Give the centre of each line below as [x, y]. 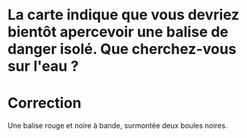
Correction [44, 103]
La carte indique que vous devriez [123, 15]
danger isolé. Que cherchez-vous [122, 49]
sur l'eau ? [43, 67]
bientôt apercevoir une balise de [118, 32]
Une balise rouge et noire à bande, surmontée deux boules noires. [117, 126]
